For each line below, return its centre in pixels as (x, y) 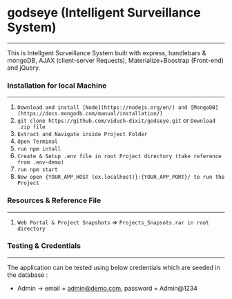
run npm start (37, 170)
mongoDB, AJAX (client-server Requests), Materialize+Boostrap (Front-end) (116, 60)
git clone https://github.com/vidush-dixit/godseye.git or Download (116, 120)
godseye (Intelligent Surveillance (104, 13)
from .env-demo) (40, 163)
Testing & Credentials (44, 246)
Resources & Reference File (54, 200)
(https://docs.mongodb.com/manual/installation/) (90, 114)
